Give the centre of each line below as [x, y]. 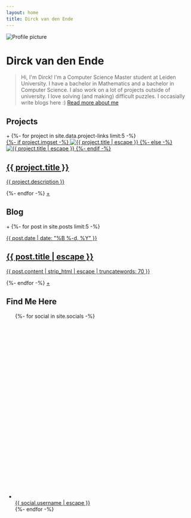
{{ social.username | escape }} [53, 502]
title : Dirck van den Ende [40, 19]
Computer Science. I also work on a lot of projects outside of [95, 90]
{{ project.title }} [38, 167]
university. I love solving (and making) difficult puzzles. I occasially [103, 96]
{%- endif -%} [93, 149]
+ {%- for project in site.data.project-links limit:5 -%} [71, 136]
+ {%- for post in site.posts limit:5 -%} [53, 226]
